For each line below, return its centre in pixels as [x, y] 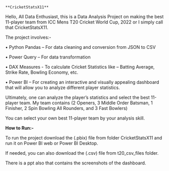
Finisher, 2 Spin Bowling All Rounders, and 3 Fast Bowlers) [66, 108]
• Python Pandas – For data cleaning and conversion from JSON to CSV [81, 47]
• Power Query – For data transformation [48, 57]
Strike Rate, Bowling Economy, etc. [42, 72]
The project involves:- [29, 37]
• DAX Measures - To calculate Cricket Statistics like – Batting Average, [80, 67]
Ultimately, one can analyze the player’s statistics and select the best [78, 97]
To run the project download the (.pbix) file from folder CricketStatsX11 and [84, 138]
